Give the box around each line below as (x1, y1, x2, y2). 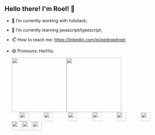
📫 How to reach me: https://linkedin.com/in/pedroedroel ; (11, 37, 127, 43)
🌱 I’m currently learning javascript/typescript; (11, 27, 103, 33)
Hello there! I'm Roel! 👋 (4, 5, 75, 13)
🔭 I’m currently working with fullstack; (11, 17, 87, 23)
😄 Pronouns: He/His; (11, 48, 54, 54)
